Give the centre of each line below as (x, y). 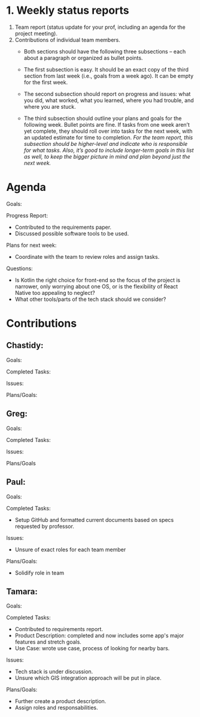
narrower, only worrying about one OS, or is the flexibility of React (96, 286)
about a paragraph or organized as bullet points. (83, 58)
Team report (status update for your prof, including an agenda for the (100, 27)
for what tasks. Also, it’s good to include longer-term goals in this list (109, 150)
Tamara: (22, 591)
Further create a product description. (60, 701)
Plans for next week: (31, 245)
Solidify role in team (40, 573)
